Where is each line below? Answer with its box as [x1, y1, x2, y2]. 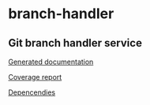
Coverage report [8, 73, 62, 81]
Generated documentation [8, 57, 94, 66]
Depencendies [8, 88, 56, 97]
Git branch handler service [8, 36, 142, 50]
